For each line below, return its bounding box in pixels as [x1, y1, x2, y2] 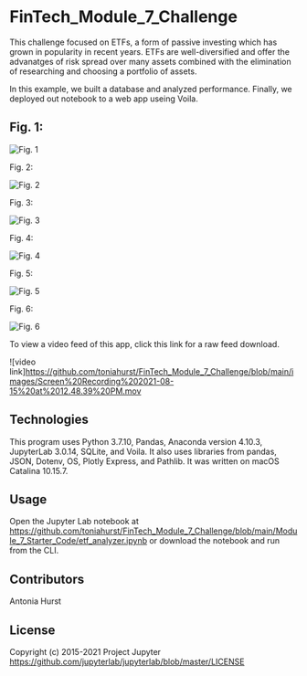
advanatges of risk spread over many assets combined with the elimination [9, 56, 291, 67]
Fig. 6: [9, 303, 34, 314]
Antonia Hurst [9, 596, 62, 607]
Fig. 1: [9, 120, 44, 135]
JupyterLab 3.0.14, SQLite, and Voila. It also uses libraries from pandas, [9, 446, 277, 457]
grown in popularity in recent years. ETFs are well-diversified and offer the [9, 46, 291, 57]
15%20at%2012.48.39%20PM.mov [9, 386, 142, 396]
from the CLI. [9, 545, 59, 556]
